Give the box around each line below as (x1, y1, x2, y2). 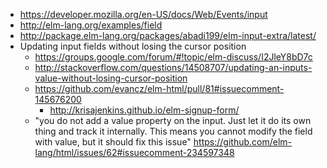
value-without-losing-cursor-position (34, 72, 188, 84)
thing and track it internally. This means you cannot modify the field (34, 125, 313, 137)
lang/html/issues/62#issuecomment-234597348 (34, 147, 235, 158)
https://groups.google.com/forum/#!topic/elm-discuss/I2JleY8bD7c (34, 51, 313, 63)
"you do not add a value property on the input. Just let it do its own (34, 115, 312, 126)
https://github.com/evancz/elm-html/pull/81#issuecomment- (34, 83, 285, 94)
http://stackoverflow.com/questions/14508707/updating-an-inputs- (34, 62, 313, 73)
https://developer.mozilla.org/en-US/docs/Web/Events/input (19, 9, 268, 20)
